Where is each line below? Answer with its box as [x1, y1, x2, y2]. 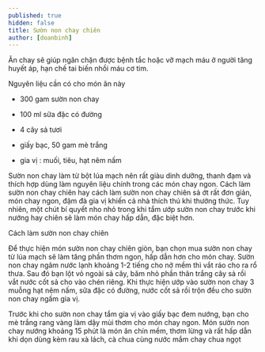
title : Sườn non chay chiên [8, 26, 101, 34]
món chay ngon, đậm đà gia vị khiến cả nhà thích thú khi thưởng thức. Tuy [8, 196, 249, 206]
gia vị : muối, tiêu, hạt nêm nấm [19, 156, 123, 165]
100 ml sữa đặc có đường [19, 110, 103, 119]
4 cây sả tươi [19, 125, 62, 134]
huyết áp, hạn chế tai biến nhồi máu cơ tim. [8, 64, 149, 74]
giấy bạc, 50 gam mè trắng [19, 140, 108, 150]
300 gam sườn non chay [19, 94, 100, 104]
